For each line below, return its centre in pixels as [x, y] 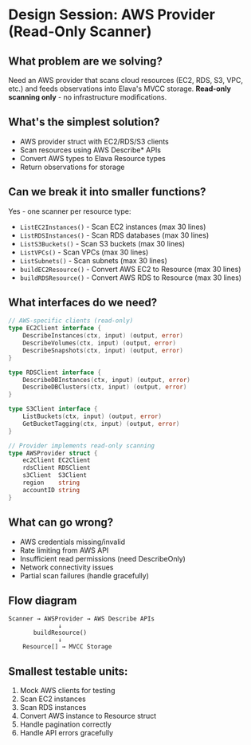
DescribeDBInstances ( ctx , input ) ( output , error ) [107, 380]
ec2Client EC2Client [57, 460]
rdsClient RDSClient [57, 468]
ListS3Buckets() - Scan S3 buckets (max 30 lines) [102, 243]
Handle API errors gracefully [67, 733]
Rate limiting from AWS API [64, 550]
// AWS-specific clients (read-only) [71, 321]
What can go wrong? [61, 523]
